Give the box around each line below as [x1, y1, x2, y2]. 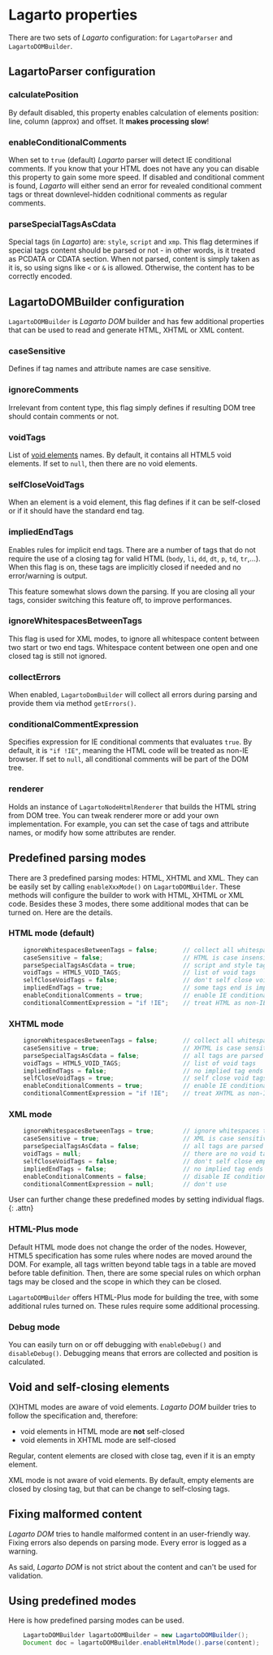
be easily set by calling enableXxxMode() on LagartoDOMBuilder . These [8, 882, 241, 891]
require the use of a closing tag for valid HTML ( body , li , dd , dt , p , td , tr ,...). [8, 553, 262, 563]
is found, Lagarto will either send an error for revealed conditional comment [8, 180, 262, 190]
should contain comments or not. [8, 411, 119, 421]
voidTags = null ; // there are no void [23, 1150, 256, 1159]
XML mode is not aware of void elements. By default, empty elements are [8, 1475, 254, 1484]
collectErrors [8, 671, 61, 682]
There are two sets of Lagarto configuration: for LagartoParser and [8, 32, 233, 42]
